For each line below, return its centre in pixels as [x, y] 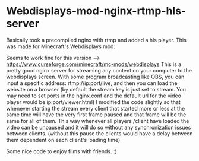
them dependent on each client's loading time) [63, 140]
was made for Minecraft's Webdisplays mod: [61, 46]
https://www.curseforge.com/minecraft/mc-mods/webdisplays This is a [94, 64]
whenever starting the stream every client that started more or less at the [96, 108]
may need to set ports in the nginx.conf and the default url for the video [94, 96]
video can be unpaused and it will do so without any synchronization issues [99, 127]
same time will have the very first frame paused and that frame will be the [96, 115]
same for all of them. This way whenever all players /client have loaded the [98, 121]
